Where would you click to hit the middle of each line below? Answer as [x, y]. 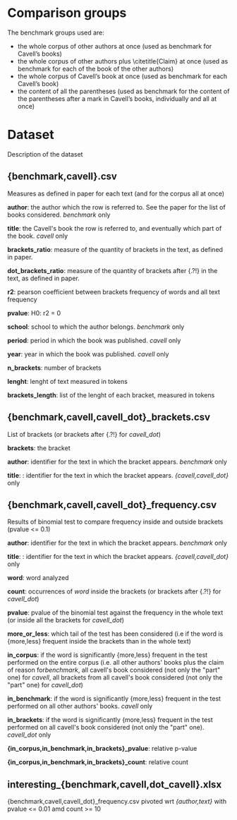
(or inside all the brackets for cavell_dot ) [66, 620]
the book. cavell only [38, 236]
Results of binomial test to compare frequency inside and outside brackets [115, 522]
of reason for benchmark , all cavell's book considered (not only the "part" [114, 670]
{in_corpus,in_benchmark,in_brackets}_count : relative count [98, 762]
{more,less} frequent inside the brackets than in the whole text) [99, 641]
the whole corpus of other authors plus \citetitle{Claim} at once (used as [123, 61]
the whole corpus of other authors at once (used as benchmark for [115, 46]
